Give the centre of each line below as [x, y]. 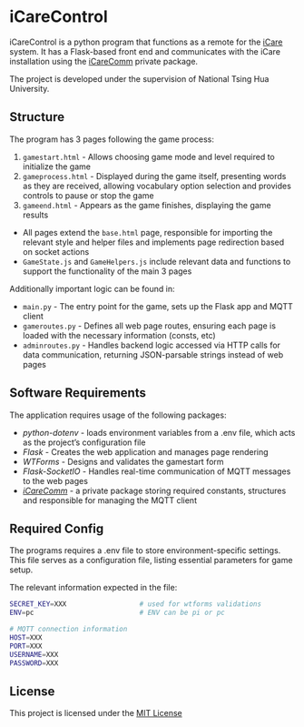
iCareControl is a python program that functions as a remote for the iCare [146, 42]
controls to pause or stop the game [88, 195]
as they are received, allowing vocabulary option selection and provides [157, 186]
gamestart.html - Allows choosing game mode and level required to [148, 157]
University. [29, 88]
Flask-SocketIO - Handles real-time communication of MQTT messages [157, 471]
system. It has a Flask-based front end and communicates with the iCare [145, 51]
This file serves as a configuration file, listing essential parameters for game [151, 560]
